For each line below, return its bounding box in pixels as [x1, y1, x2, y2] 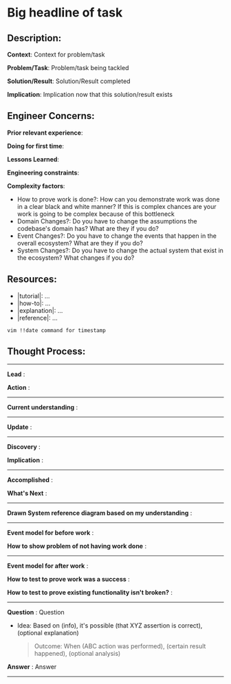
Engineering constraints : [7, 168, 80, 177]
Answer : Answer [7, 663, 57, 671]
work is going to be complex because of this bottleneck [16, 210, 175, 218]
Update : [7, 423, 32, 431]
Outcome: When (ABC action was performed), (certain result [34, 642, 206, 650]
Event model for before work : [7, 529, 94, 537]
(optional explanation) [16, 629, 79, 637]
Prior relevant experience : [7, 129, 83, 137]
